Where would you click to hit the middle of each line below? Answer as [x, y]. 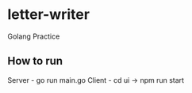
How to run [35, 61]
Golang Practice [34, 36]
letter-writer [49, 15]
